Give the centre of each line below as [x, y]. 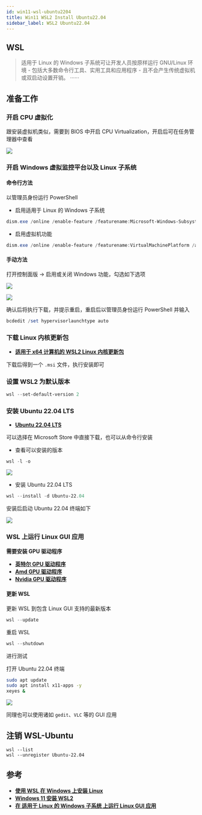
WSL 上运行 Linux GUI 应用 [45, 537]
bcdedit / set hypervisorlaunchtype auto [58, 321]
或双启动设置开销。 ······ [50, 78]
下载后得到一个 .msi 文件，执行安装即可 [55, 364]
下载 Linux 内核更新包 [38, 337]
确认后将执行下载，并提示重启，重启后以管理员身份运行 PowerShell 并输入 [98, 309]
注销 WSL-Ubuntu [40, 735]
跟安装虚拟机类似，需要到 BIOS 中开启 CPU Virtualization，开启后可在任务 [98, 131]
